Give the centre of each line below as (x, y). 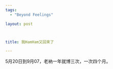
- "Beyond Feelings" (32, 15)
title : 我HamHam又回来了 (30, 42)
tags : (11, 10)
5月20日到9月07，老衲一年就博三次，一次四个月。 (58, 61)
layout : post (19, 24)
